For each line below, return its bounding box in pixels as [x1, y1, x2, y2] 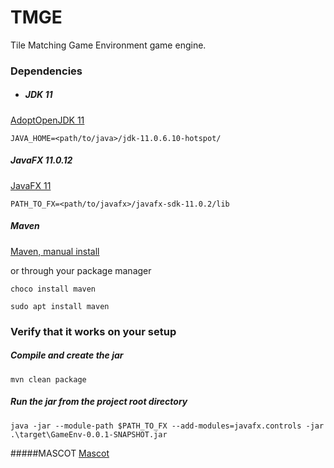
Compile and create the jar [10, 349, 124, 361]
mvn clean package [10, 374, 87, 385]
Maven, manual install [10, 245, 100, 257]
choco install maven [10, 284, 97, 294]
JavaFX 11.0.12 [10, 154, 73, 166]
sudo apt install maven [10, 301, 110, 311]
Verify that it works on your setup [10, 324, 177, 338]
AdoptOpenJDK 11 [10, 114, 85, 126]
